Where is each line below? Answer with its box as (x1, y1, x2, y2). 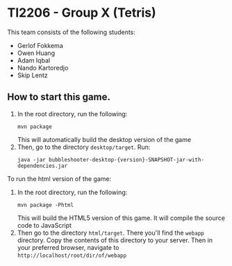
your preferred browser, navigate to (17, 243, 119, 251)
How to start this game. (7, 91, 111, 103)
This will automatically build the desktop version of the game (17, 135, 192, 143)
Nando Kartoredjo (17, 63, 69, 72)
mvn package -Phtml (17, 201, 74, 208)
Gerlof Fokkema (17, 41, 64, 49)
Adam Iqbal (17, 56, 51, 64)
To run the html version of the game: (7, 174, 112, 182)
